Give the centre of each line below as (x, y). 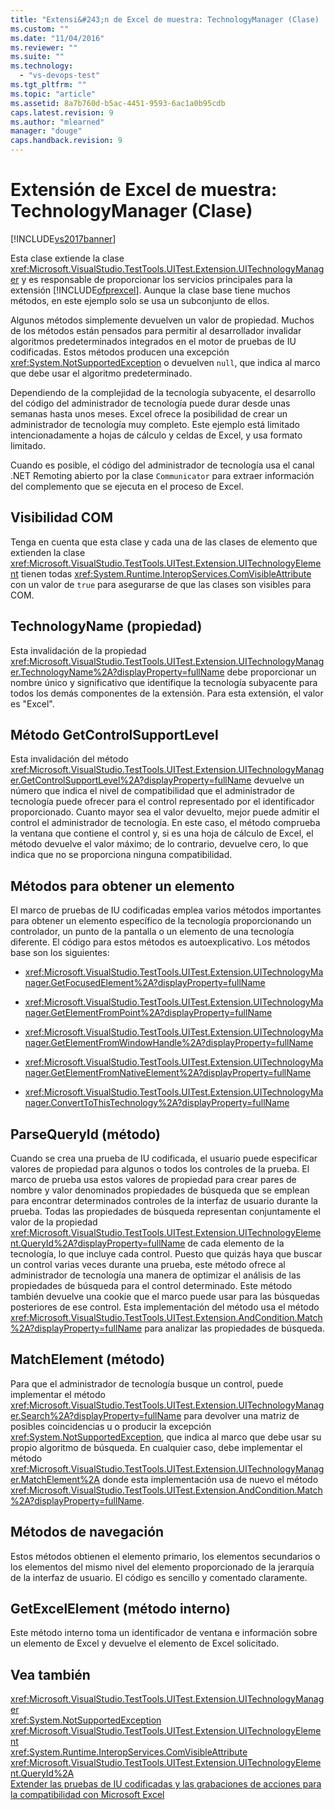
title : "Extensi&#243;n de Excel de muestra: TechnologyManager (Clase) (165, 19)
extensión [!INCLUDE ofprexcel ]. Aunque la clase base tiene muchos (150, 290)
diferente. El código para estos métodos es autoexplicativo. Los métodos (160, 942)
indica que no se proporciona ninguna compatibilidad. (121, 855)
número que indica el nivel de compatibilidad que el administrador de (152, 791)
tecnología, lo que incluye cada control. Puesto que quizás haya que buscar (166, 1254)
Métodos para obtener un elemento (122, 886)
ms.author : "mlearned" (57, 122)
